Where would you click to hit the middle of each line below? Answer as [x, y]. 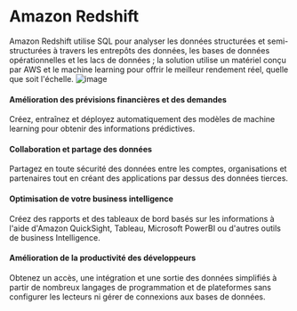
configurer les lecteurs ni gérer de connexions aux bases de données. [137, 297]
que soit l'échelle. [41, 78]
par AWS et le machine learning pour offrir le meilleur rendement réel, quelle [149, 70]
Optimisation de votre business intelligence [91, 199]
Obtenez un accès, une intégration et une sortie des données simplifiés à [143, 277]
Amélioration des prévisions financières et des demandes [118, 99]
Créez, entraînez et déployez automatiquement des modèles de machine [142, 119]
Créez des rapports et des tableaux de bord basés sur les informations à [142, 218]
